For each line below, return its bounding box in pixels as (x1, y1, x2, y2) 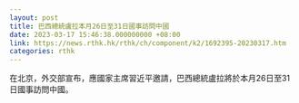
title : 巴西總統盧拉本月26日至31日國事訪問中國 (9, 22, 170, 31)
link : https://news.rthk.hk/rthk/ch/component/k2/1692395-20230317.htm (9, 38, 286, 48)
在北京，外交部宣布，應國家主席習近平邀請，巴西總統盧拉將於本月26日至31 (9, 73, 291, 84)
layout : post (9, 13, 59, 23)
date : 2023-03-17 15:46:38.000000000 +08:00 (9, 30, 181, 39)
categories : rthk (9, 47, 75, 56)
